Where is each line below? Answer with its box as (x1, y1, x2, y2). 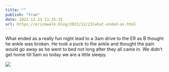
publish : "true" (5, 12, 40, 17)
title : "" (5, 7, 27, 13)
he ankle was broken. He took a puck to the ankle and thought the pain (5, 41, 155, 47)
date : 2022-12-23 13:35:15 (5, 17, 63, 22)
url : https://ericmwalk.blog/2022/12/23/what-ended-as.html (5, 21, 137, 27)
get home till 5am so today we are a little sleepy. (5, 52, 107, 58)
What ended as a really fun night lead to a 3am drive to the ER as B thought (5, 35, 164, 42)
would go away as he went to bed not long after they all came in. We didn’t (5, 46, 163, 52)
